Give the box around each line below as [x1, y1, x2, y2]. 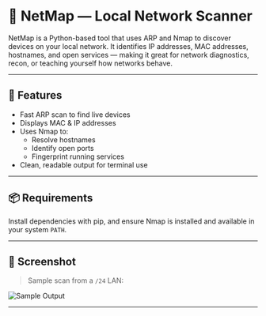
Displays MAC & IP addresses [19, 118, 116, 127]
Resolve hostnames [31, 134, 97, 145]
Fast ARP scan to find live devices [19, 110, 131, 119]
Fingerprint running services [31, 152, 125, 161]
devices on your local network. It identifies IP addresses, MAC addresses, [8, 41, 249, 51]
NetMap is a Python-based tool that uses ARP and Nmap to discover [8, 33, 232, 43]
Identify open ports [31, 143, 94, 152]
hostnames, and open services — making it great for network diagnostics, [8, 50, 249, 59]
